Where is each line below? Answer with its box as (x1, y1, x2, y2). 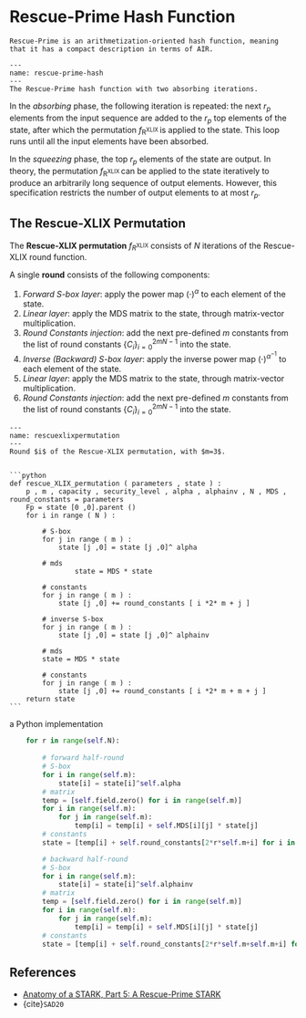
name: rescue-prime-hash (9, 68, 104, 78)
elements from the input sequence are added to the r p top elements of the (9, 112, 287, 125)
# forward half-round (42, 753, 125, 763)
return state (25, 695, 76, 704)
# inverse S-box (42, 615, 104, 624)
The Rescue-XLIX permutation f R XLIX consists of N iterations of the (9, 240, 262, 253)
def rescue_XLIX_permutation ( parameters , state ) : (9, 479, 222, 489)
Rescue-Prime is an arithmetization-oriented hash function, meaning (9, 36, 280, 46)
